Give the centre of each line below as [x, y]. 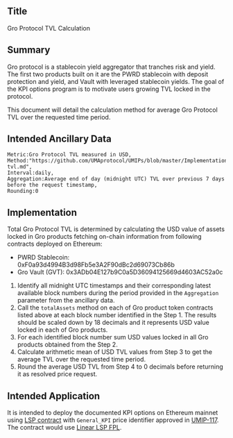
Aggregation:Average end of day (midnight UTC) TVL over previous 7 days [116, 179]
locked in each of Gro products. [62, 330]
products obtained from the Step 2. [67, 345]
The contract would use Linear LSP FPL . [64, 428]
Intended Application [54, 396]
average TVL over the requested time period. [81, 360]
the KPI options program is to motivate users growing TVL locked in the [109, 89]
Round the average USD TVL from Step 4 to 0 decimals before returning [120, 367]
